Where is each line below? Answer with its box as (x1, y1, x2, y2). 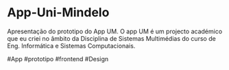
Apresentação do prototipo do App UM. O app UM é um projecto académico (7, 27, 223, 35)
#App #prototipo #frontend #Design (7, 54, 109, 63)
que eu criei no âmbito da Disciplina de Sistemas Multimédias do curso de (7, 34, 216, 42)
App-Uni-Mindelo (7, 5, 110, 20)
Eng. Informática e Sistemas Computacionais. (7, 41, 136, 50)
